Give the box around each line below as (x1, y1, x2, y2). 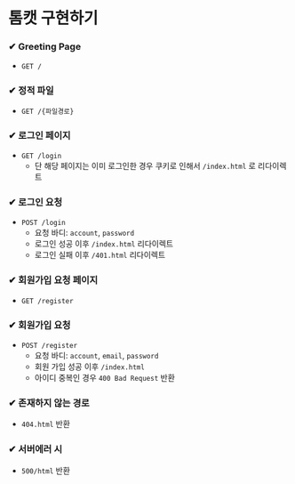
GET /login (20, 152, 62, 161)
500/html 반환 (20, 464, 70, 476)
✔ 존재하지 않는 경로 (8, 397, 90, 409)
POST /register (20, 341, 78, 350)
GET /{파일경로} (20, 107, 75, 116)
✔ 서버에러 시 (8, 443, 63, 456)
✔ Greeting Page (8, 41, 82, 53)
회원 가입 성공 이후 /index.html (34, 361, 146, 372)
